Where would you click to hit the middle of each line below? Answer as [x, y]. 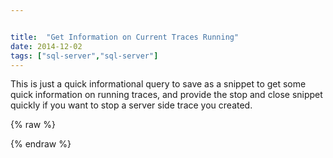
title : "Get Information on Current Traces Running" [125, 37]
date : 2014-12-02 [46, 46]
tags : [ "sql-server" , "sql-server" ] [84, 56]
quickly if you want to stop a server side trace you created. [131, 105]
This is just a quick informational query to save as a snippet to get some [158, 84]
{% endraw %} [41, 144]
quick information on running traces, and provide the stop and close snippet [166, 95]
